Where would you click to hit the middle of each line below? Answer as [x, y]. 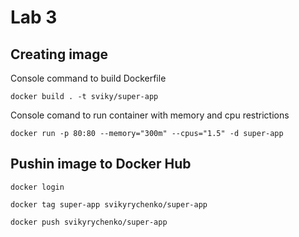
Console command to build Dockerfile [88, 78]
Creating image [59, 54]
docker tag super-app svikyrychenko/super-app [109, 204]
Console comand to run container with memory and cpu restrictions [150, 115]
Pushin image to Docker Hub [101, 164]
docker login [37, 187]
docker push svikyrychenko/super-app [89, 222]
